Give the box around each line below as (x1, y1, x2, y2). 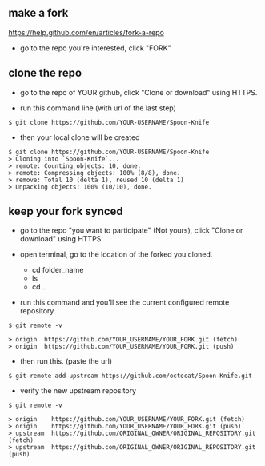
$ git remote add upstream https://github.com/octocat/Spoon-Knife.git (8, 372, 252, 380)
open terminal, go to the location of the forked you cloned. (19, 249, 213, 259)
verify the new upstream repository (19, 386, 137, 396)
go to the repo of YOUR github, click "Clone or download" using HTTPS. (19, 87, 258, 97)
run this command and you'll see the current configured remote (19, 297, 230, 307)
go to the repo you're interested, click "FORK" (19, 43, 171, 53)
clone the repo (8, 66, 82, 80)
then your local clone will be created (19, 132, 140, 142)
